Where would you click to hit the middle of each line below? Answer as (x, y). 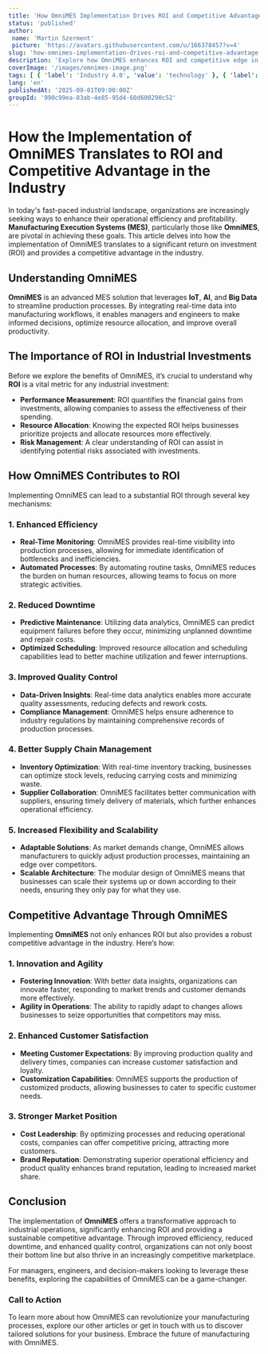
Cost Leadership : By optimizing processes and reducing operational (132, 1134)
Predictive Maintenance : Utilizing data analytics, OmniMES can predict (137, 623)
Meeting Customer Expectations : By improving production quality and (136, 1053)
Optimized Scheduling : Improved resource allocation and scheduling (134, 648)
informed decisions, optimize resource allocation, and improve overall (122, 322)
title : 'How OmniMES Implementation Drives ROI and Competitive (117, 16)
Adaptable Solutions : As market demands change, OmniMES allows (132, 847)
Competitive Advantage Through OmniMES (118, 915)
